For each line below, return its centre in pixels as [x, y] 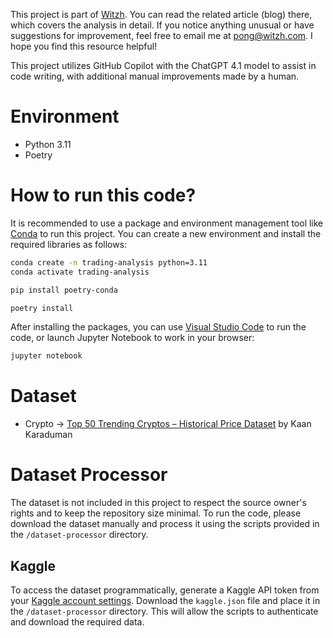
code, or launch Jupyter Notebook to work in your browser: [132, 338]
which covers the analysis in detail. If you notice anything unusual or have [162, 25]
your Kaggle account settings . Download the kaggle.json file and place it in [165, 600]
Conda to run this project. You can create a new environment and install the [166, 233]
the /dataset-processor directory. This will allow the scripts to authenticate [164, 611]
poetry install [42, 308]
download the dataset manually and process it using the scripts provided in [165, 524]
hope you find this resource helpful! [84, 46]
